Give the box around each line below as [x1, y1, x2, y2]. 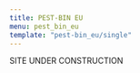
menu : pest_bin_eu [9, 22, 79, 31]
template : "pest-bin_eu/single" [9, 30, 132, 39]
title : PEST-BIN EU [9, 13, 84, 23]
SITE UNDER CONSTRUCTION [9, 56, 124, 67]
